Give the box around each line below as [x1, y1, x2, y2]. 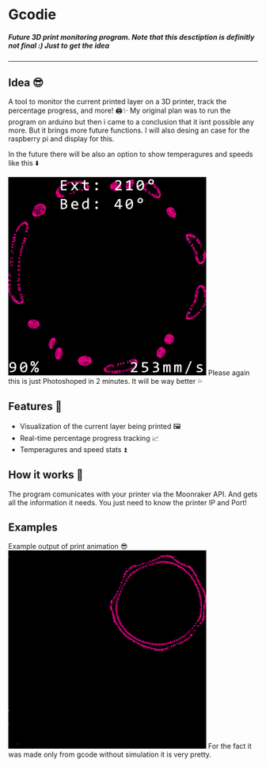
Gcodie [8, 6, 57, 24]
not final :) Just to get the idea [8, 40, 110, 50]
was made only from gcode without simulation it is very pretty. [8, 750, 212, 759]
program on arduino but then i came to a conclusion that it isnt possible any [8, 117, 255, 126]
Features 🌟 [8, 400, 63, 413]
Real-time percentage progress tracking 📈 [19, 433, 160, 443]
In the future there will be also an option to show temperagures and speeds [8, 149, 253, 159]
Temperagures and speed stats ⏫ [19, 444, 127, 454]
